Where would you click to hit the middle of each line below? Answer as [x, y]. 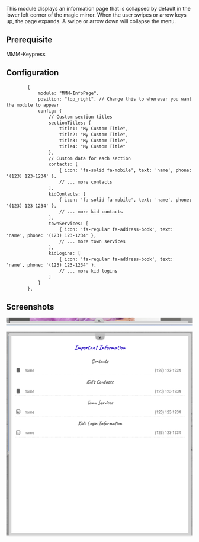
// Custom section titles [80, 117]
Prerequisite [29, 40]
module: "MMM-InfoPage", [68, 93]
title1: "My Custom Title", [94, 129]
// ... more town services [92, 241]
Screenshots [30, 307]
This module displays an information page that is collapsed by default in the [98, 9]
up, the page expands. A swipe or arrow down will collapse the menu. [91, 21]
